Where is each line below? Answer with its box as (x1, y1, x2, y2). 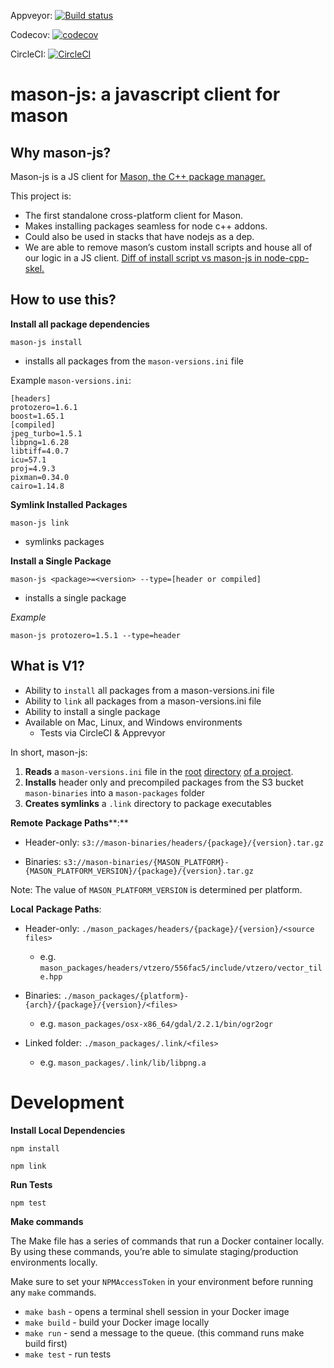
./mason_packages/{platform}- (63, 991, 190, 1001)
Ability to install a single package (24, 705, 161, 717)
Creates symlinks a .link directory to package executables (24, 797, 272, 809)
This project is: (10, 190, 72, 202)
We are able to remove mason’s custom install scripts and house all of (24, 241, 313, 253)
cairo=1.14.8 (10, 481, 65, 491)
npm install (10, 1143, 60, 1154)
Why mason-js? (10, 144, 112, 161)
